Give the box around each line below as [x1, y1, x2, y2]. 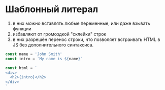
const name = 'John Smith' [5, 52, 62, 57]
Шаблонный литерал [5, 4, 98, 15]
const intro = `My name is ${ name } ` [5, 56, 83, 61]
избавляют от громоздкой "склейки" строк [12, 31, 107, 37]
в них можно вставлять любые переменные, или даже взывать [12, 20, 151, 26]
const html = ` [5, 65, 38, 70]
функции [12, 25, 31, 31]
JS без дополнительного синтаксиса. [12, 41, 94, 48]
